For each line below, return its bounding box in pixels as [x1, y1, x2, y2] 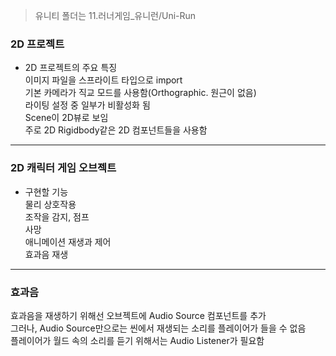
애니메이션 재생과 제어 [24, 235, 112, 248]
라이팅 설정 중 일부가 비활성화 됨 [24, 99, 151, 111]
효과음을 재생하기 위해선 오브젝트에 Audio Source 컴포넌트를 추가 [10, 309, 267, 321]
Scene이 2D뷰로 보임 [24, 112, 109, 124]
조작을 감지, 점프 [24, 210, 90, 223]
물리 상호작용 [24, 198, 77, 210]
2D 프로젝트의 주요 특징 [24, 62, 118, 74]
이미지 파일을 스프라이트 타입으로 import [24, 74, 183, 86]
